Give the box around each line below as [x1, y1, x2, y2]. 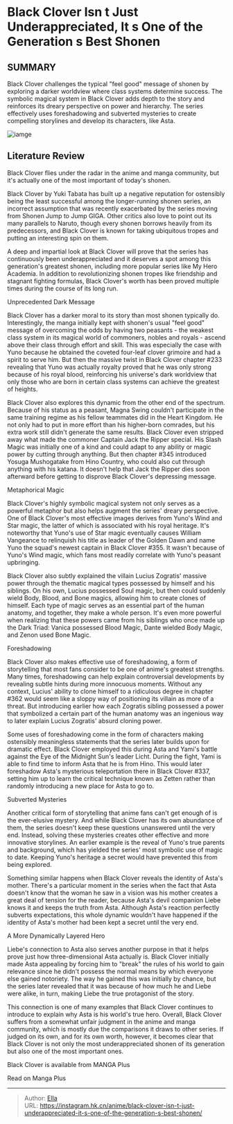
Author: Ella [24, 1093, 58, 1102]
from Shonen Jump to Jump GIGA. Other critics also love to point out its [7, 211, 212, 220]
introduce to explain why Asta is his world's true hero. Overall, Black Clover [7, 1010, 222, 1018]
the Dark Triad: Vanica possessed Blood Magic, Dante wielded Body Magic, [7, 623, 223, 631]
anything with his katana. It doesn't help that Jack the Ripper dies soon [7, 465, 210, 473]
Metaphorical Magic [7, 486, 64, 494]
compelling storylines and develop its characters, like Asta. [7, 117, 175, 125]
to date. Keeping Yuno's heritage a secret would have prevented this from [7, 852, 218, 861]
